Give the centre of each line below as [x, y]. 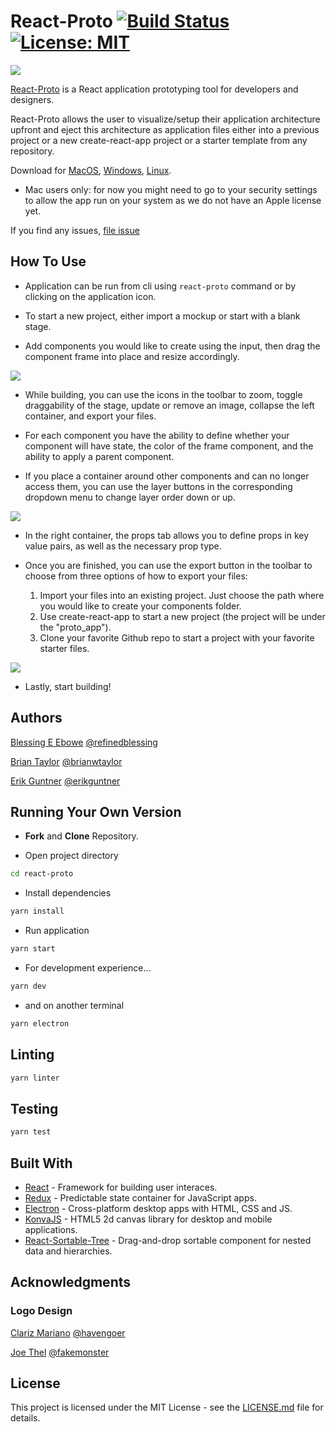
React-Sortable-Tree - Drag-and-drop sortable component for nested [168, 1240]
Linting [32, 1055]
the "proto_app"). [75, 627]
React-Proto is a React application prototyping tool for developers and [154, 89]
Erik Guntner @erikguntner [65, 781]
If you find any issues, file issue [75, 230]
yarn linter [35, 1078]
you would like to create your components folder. [140, 606]
